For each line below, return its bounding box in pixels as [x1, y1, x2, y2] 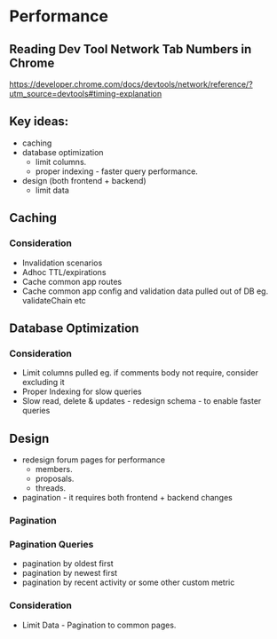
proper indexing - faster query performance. [35, 166, 198, 177]
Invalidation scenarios [21, 257, 103, 268]
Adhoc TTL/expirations [21, 266, 107, 277]
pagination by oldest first [21, 558, 114, 569]
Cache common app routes [21, 276, 123, 287]
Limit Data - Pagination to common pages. [21, 619, 177, 630]
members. [35, 464, 73, 474]
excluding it [21, 377, 65, 388]
